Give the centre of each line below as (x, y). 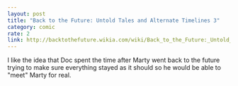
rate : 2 (19, 33)
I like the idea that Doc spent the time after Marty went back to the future (114, 60)
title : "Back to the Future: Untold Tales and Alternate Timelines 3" (114, 20)
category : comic (31, 27)
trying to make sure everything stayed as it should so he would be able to (114, 68)
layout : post (27, 14)
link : (15, 40)
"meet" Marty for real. (39, 75)
